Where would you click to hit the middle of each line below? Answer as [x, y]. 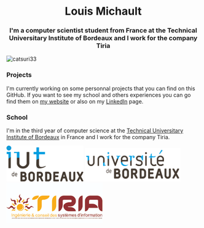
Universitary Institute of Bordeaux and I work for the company [103, 38]
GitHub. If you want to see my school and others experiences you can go [99, 95]
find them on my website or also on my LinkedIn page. [75, 101]
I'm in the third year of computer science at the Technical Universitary [95, 131]
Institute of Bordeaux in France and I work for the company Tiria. [88, 137]
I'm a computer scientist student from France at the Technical [103, 31]
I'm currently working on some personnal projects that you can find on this [101, 88]
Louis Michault [103, 11]
